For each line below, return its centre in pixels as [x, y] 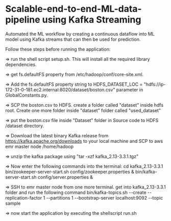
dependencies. [21, 64]
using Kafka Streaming [92, 20]
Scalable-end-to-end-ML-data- [74, 9]
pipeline [23, 20]
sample [13, 203]
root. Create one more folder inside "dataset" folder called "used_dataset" [83, 110]
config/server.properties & [65, 177]
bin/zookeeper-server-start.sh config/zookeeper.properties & [70, 171]
